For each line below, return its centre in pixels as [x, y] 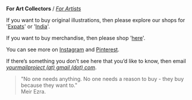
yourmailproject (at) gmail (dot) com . [51, 67]
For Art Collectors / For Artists [44, 9]
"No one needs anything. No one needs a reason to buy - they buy [102, 79]
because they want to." [49, 85]
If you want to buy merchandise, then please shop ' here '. [76, 38]
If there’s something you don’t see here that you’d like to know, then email [96, 61]
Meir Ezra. [33, 91]
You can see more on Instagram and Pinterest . [63, 49]
